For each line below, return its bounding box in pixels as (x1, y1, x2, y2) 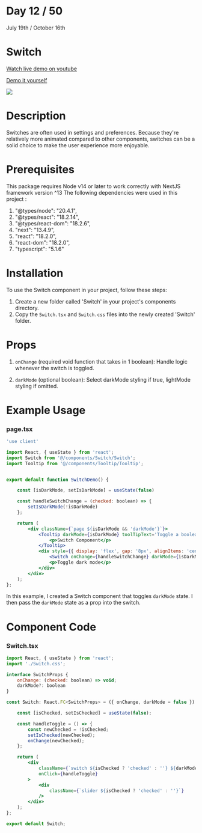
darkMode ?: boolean (17, 683, 66, 689)
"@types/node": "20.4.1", (14, 207, 77, 214)
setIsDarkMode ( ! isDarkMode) (28, 504, 98, 510)
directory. (14, 304, 39, 311)
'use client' (6, 439, 39, 445)
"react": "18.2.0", (14, 233, 57, 240)
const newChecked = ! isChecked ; (28, 726, 109, 733)
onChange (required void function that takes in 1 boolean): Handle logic (14, 358, 188, 365)
